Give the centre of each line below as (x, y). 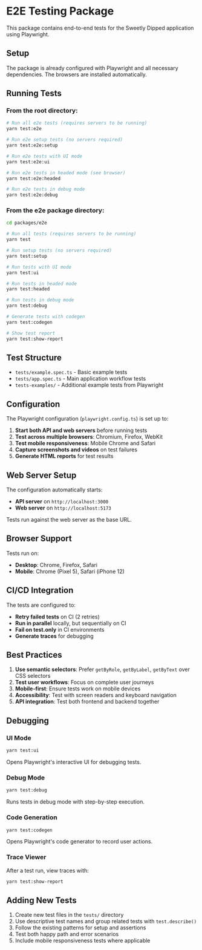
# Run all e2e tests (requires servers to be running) (77, 123)
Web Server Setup (41, 475)
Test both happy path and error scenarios (67, 934)
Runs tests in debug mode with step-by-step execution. (76, 802)
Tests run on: (23, 553)
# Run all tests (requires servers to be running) (71, 234)
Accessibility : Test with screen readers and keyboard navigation (96, 695)
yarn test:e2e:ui (28, 162)
